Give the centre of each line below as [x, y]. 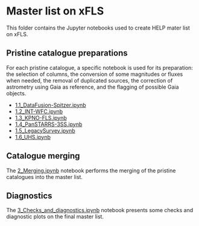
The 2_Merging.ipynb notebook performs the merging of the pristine [91, 171]
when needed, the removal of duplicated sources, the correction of [90, 80]
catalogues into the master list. [45, 177]
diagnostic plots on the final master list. [55, 217]
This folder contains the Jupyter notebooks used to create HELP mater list [98, 28]
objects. [16, 93]
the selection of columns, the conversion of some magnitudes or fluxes [95, 74]
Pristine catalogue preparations [67, 53]
